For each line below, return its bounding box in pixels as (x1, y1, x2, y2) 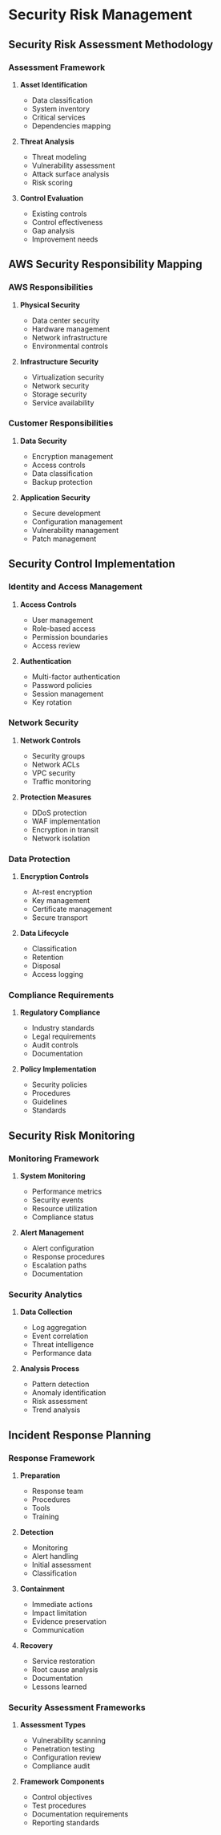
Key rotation (31, 697, 72, 707)
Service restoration (31, 1656, 95, 1666)
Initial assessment (31, 1560, 92, 1570)
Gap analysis (31, 226, 74, 235)
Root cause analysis (31, 1665, 98, 1674)
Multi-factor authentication (31, 672, 121, 682)
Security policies (31, 1080, 88, 1089)
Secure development (31, 508, 102, 518)
